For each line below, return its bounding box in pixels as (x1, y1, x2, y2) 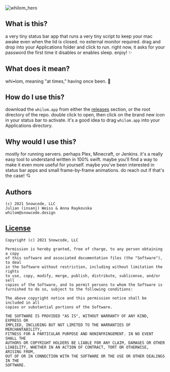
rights (5, 268, 19, 274)
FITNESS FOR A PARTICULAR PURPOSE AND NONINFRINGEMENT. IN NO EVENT (5, 331, 154, 336)
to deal (5, 260, 22, 265)
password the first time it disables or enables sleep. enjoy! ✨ (5, 49, 132, 56)
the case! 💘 (5, 172, 31, 179)
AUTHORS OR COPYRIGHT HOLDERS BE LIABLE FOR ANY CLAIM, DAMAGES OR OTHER (5, 340, 165, 345)
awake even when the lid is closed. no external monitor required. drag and (5, 38, 161, 44)
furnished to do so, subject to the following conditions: (5, 286, 133, 292)
